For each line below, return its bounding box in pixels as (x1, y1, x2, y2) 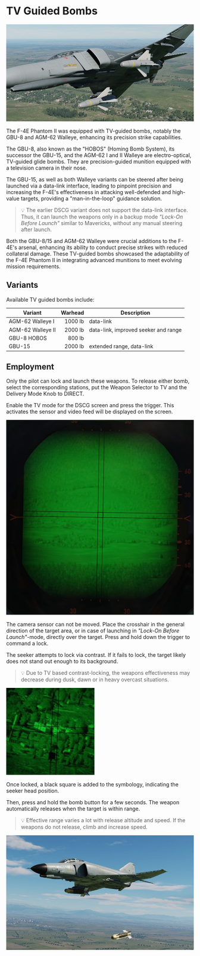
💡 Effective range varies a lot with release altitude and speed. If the (20, 816, 186, 823)
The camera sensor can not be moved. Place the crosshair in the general (6, 620, 185, 628)
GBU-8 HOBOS (8, 334, 47, 342)
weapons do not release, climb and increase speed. (20, 823, 148, 831)
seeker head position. (6, 787, 60, 794)
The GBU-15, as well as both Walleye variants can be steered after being (6, 176, 183, 183)
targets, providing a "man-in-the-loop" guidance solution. (20, 195, 162, 202)
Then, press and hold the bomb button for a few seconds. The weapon (6, 798, 180, 806)
